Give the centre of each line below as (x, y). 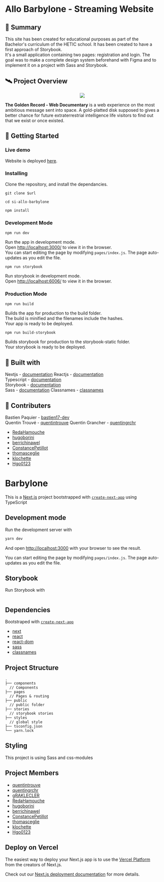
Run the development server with (38, 530)
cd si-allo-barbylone (27, 202)
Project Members (32, 773)
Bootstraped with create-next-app (39, 622)
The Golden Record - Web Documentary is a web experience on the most (80, 105)
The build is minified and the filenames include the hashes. (64, 318)
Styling (16, 746)
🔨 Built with (23, 362)
